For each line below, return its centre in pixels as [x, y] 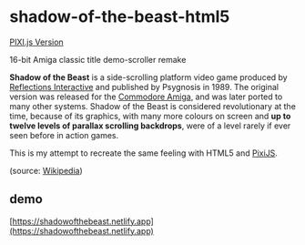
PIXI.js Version [36, 42]
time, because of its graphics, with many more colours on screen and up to [150, 116]
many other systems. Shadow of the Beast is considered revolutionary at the [152, 106]
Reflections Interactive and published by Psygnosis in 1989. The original [144, 87]
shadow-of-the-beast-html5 [120, 17]
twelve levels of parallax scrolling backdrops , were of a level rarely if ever [150, 126]
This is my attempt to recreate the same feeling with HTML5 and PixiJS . [143, 153]
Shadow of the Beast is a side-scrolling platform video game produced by [149, 77]
